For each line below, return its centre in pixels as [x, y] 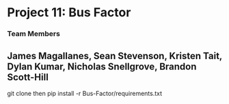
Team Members [33, 34]
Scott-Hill [28, 77]
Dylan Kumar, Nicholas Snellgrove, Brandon [102, 66]
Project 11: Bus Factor [69, 13]
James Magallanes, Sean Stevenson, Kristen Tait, [114, 56]
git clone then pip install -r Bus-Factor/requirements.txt [85, 93]
